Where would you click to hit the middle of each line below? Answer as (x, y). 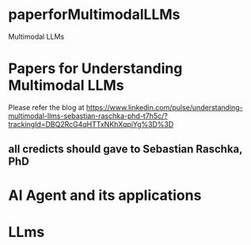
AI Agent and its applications (105, 195)
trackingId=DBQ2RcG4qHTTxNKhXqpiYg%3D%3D (91, 124)
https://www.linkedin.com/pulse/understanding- (164, 107)
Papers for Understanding (95, 69)
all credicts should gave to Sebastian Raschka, (125, 149)
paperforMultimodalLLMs (94, 15)
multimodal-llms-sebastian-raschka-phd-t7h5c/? (88, 116)
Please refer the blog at (46, 107)
